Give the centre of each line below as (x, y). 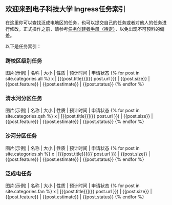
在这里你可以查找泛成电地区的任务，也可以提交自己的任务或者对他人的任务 (84, 23)
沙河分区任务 (21, 136)
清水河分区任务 (24, 98)
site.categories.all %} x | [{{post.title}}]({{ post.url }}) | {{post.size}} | (78, 79)
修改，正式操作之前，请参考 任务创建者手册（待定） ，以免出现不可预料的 (85, 29)
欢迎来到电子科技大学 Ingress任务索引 (66, 9)
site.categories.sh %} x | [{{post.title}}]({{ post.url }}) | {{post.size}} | (78, 154)
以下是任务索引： (23, 46)
